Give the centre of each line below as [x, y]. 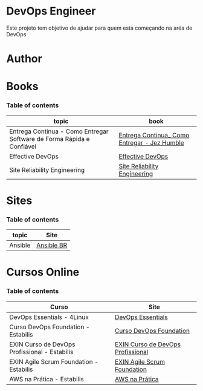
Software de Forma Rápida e [50, 139]
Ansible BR [52, 245]
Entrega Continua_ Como [154, 135]
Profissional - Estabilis [41, 352]
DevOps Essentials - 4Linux [49, 317]
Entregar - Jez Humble [151, 142]
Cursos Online [43, 272]
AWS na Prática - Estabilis [47, 379]
